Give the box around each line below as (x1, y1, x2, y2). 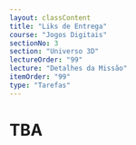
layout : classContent (9, 13, 92, 23)
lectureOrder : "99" (9, 55, 83, 64)
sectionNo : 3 (9, 38, 59, 48)
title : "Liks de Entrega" (9, 22, 107, 31)
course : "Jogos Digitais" (9, 30, 107, 39)
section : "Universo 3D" (9, 47, 100, 56)
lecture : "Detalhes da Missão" (9, 64, 128, 73)
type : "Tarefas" (9, 81, 71, 90)
